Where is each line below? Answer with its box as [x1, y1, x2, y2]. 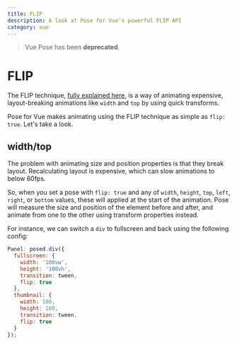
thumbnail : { [13, 292, 52, 299]
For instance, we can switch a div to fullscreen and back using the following [7, 225, 229, 233]
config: [7, 232, 28, 241]
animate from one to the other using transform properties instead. [7, 210, 200, 220]
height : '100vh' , [20, 265, 71, 273]
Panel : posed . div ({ [7, 246, 65, 253]
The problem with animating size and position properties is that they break [7, 159, 224, 168]
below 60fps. [7, 174, 46, 183]
